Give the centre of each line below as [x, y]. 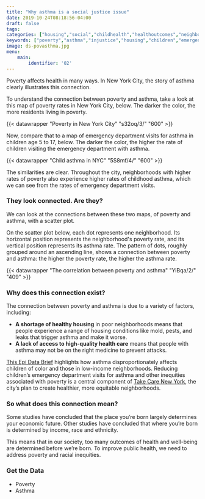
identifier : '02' [50, 63]
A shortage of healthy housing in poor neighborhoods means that [99, 324]
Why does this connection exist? [56, 293]
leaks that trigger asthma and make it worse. [71, 337]
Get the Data [25, 471]
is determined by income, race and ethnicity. [62, 430]
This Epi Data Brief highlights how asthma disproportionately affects [92, 362]
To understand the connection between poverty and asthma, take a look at [100, 99]
